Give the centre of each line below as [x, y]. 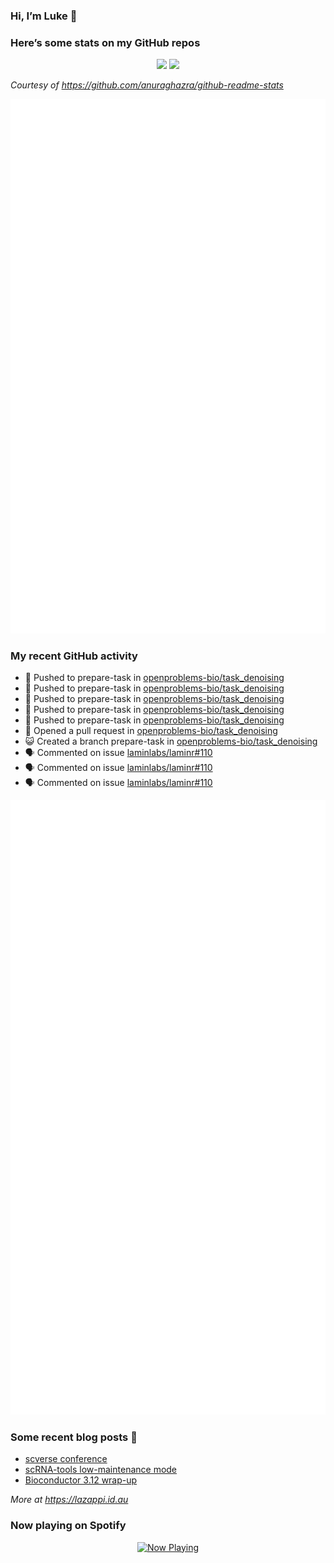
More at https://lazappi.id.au [69, 1500]
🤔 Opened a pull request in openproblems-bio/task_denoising [151, 730]
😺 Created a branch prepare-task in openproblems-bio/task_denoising [171, 741]
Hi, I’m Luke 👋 [44, 16]
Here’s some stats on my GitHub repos [105, 42]
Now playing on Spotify [68, 1526]
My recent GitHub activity [74, 656]
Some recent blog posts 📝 [74, 1437]
